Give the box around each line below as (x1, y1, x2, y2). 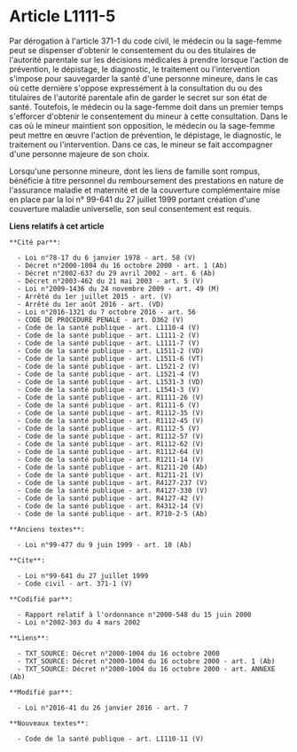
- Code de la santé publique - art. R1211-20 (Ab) (17, 463, 208, 472)
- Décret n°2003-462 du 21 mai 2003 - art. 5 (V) (17, 277, 204, 286)
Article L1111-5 (9, 6, 116, 27)
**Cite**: (9, 556, 46, 565)
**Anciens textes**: (9, 525, 86, 534)
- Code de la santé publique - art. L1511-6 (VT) (17, 354, 204, 363)
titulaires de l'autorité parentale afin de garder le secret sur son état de (9, 91, 268, 103)
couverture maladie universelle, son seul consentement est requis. (9, 203, 253, 214)
